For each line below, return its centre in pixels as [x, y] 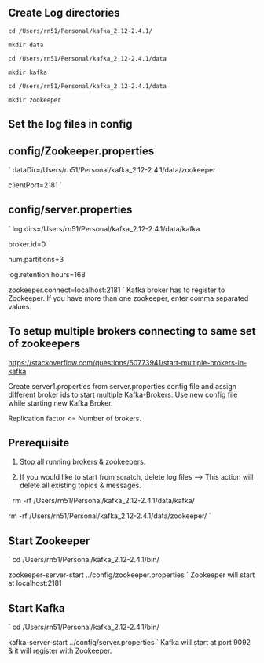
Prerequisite [39, 443]
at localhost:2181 [35, 583]
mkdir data [26, 45]
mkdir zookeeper [35, 100]
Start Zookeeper [49, 541]
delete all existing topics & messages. [80, 485]
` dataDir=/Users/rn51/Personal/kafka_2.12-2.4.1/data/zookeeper [112, 170]
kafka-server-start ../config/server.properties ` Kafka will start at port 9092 [130, 643]
